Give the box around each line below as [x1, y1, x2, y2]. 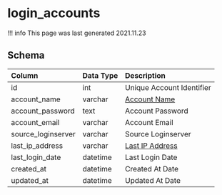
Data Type [82, 70, 118, 80]
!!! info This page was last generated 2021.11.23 [7, 29, 146, 37]
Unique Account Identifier [124, 82, 212, 92]
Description [124, 70, 166, 80]
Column [11, 70, 39, 80]
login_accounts [7, 5, 101, 21]
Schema [7, 49, 45, 61]
